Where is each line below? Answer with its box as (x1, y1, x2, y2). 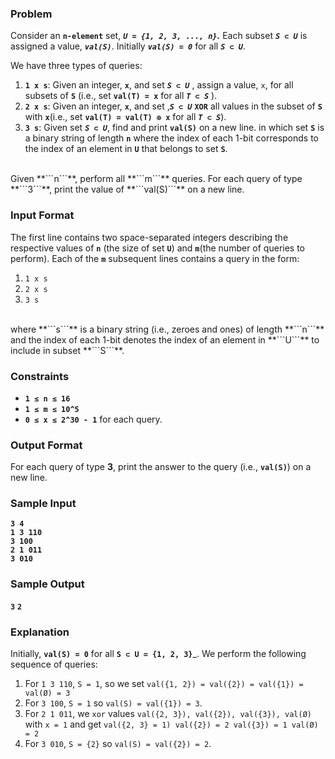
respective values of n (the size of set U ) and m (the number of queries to (10, 242, 306, 254)
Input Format (10, 208, 75, 222)
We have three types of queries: (10, 60, 143, 72)
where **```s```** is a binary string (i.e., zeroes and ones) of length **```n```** (10, 323, 325, 335)
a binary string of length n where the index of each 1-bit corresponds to (24, 132, 319, 144)
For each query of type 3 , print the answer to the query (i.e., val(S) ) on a (10, 461, 312, 473)
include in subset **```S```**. (10, 344, 125, 356)
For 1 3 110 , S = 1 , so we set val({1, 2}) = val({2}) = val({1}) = (24, 678, 304, 690)
